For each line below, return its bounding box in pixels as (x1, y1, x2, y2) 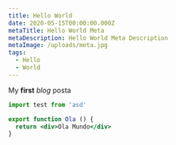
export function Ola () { (8, 115, 94, 123)
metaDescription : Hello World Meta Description (8, 33, 169, 42)
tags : (8, 49, 26, 57)
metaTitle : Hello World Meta (8, 26, 105, 34)
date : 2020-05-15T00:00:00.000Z (8, 19, 115, 27)
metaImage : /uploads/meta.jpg (8, 41, 109, 49)
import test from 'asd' (8, 100, 87, 108)
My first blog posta (8, 85, 71, 95)
